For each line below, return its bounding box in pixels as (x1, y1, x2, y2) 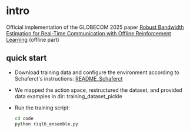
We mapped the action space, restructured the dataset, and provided (14, 87, 182, 94)
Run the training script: (14, 104, 71, 111)
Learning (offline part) (6, 36, 60, 43)
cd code (14, 115, 34, 121)
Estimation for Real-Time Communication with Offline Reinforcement (6, 29, 172, 36)
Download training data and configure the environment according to (14, 69, 179, 76)
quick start (6, 53, 47, 63)
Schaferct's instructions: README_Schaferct (14, 75, 123, 82)
